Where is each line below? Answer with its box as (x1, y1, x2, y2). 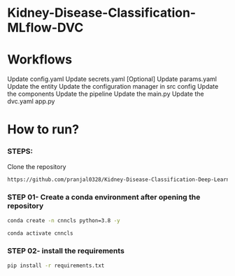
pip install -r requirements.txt (7, 262, 105, 269)
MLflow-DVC (7, 20, 84, 36)
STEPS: (7, 147, 34, 157)
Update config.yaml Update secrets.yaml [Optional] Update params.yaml (7, 75, 217, 83)
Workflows (7, 52, 72, 68)
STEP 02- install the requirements (7, 246, 124, 256)
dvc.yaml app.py (7, 97, 55, 106)
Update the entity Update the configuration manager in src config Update (7, 82, 219, 91)
